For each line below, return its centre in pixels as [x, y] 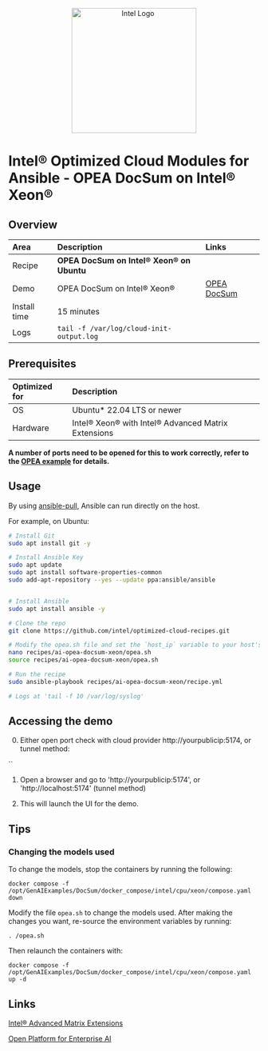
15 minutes [78, 312]
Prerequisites [42, 364]
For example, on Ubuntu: [49, 521]
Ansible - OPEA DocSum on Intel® [122, 178]
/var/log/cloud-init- [131, 328]
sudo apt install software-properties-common [85, 573]
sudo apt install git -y [49, 543]
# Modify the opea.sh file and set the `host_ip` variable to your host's [135, 645]
